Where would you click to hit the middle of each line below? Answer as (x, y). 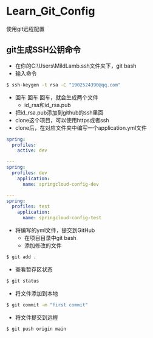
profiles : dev (29, 173)
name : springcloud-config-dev (60, 184)
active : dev (32, 150)
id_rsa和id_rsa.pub (47, 105)
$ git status (23, 281)
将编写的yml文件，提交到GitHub (55, 230)
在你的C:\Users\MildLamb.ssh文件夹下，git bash (76, 66)
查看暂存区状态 (34, 269)
